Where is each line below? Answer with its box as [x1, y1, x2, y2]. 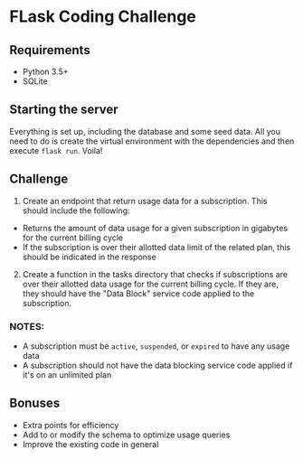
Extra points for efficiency [22, 419, 119, 430]
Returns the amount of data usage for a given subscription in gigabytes [22, 222, 288, 233]
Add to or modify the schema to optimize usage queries [22, 429, 231, 440]
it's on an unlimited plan [22, 369, 112, 380]
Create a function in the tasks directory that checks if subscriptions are [22, 268, 288, 279]
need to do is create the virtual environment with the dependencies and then [9, 136, 295, 146]
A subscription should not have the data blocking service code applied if [22, 360, 293, 370]
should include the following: [22, 205, 130, 216]
